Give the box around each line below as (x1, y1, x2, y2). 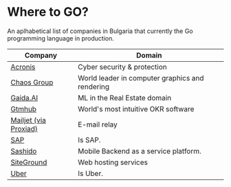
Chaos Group (10, 77, 54, 87)
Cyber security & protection (78, 62, 167, 71)
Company (24, 50, 57, 60)
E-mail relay (78, 120, 118, 129)
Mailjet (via (10, 115, 47, 124)
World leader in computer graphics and (78, 73, 204, 82)
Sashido (10, 146, 37, 155)
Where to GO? (7, 4, 89, 20)
